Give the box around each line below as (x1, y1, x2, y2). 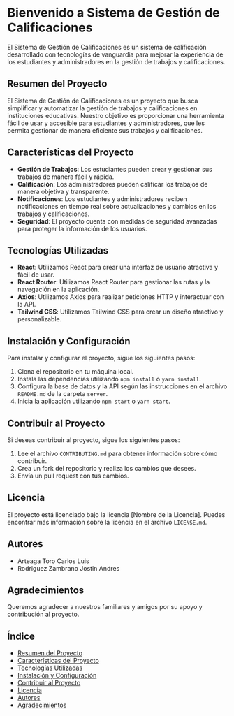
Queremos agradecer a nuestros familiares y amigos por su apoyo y (7, 603, 203, 611)
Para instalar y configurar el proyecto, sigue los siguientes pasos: (7, 354, 196, 363)
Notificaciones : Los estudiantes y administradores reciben (17, 194, 187, 203)
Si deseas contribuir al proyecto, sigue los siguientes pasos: (7, 436, 180, 444)
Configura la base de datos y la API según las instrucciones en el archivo (17, 382, 228, 390)
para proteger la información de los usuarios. (17, 224, 147, 233)
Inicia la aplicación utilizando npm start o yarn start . (17, 397, 170, 406)
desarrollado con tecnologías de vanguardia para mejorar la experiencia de (7, 50, 224, 59)
